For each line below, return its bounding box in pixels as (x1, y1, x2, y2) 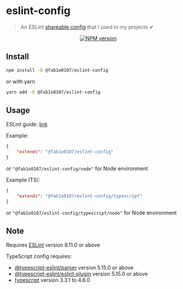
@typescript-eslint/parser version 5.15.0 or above (14, 264, 134, 271)
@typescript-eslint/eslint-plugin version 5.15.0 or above (14, 270, 148, 277)
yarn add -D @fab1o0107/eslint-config (6, 89, 101, 95)
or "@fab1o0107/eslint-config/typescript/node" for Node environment (6, 209, 177, 216)
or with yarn (6, 78, 35, 85)
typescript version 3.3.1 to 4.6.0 (14, 277, 91, 284)
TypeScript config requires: (6, 253, 72, 260)
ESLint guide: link (6, 121, 48, 128)
